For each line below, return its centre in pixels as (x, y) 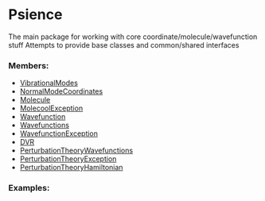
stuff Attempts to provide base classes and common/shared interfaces (124, 44)
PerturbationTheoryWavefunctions (76, 151)
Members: (29, 65)
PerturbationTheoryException (68, 159)
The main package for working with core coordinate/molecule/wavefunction (133, 37)
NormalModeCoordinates (61, 91)
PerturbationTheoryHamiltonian (71, 168)
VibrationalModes (49, 83)
